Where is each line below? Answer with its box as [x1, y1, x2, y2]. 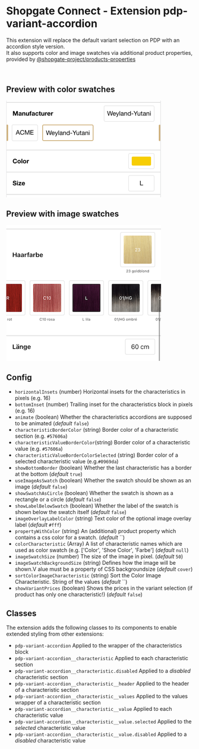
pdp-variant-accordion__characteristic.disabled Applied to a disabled [14, 667, 191, 674]
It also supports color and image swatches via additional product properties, [6, 49, 193, 56]
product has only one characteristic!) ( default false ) [14, 591, 143, 598]
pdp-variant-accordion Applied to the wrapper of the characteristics [14, 642, 182, 649]
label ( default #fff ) [14, 521, 62, 528]
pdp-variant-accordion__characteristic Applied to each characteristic [14, 655, 189, 662]
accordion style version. [6, 43, 65, 50]
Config [6, 372, 32, 382]
